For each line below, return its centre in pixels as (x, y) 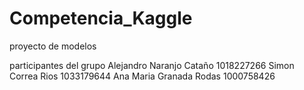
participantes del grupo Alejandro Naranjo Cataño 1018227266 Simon (152, 65)
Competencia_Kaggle (101, 18)
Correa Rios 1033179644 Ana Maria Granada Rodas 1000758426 (142, 76)
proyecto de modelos (53, 46)
